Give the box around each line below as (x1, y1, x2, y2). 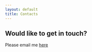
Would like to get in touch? (5, 29, 88, 38)
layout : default (5, 7, 38, 12)
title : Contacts (5, 12, 38, 16)
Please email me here (5, 42, 48, 48)
